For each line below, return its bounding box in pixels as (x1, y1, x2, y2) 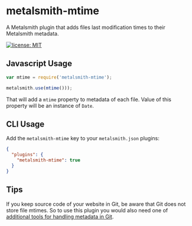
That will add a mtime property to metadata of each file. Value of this (6, 96, 171, 103)
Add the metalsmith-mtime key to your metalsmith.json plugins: (6, 135, 160, 142)
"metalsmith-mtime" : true (17, 157, 81, 163)
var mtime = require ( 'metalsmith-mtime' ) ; (6, 74, 112, 80)
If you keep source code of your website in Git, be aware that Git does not (6, 200, 186, 208)
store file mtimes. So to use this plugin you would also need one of (6, 206, 168, 214)
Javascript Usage (6, 59, 73, 69)
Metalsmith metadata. (6, 30, 59, 37)
